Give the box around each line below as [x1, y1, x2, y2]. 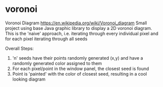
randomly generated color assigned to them [12, 60, 103, 66]
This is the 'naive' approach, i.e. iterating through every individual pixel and [5, 30, 159, 36]
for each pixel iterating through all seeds [5, 36, 88, 42]
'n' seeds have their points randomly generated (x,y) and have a [12, 55, 143, 61]
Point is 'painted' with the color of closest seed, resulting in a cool [12, 71, 147, 77]
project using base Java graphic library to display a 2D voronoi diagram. [5, 25, 153, 31]
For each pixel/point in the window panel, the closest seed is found [12, 66, 150, 72]
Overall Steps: [5, 45, 34, 51]
